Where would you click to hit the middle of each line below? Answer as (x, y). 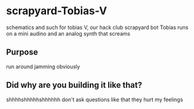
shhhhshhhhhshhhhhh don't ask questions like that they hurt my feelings (95, 100)
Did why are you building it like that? (74, 85)
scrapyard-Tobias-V (57, 11)
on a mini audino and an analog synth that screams (68, 33)
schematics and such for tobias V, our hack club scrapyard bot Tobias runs (97, 27)
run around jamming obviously (43, 66)
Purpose (22, 52)
